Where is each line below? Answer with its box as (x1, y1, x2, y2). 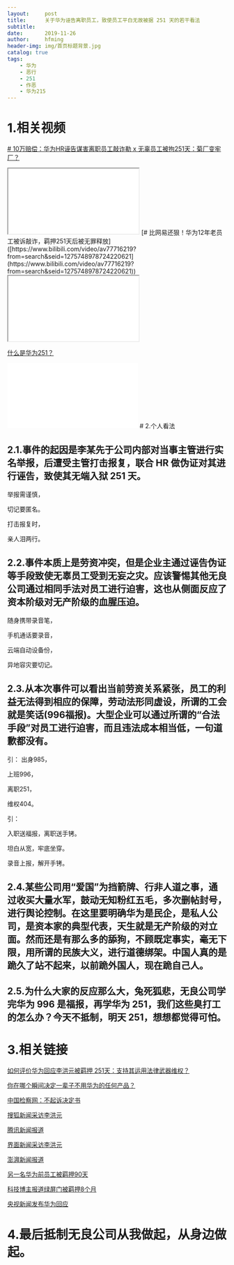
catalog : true (7, 50, 49, 56)
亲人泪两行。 (7, 534, 44, 543)
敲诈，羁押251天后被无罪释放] (25, 237, 111, 245)
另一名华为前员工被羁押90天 (7, 1170, 88, 1179)
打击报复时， (7, 520, 44, 528)
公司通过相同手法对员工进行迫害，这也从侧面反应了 (7, 583, 227, 595)
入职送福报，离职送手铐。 (7, 829, 81, 838)
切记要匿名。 (7, 505, 44, 513)
